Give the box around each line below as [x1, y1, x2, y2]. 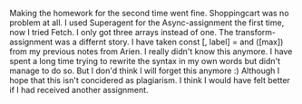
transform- [235, 27, 277, 37]
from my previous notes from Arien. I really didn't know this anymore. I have [9, 46, 293, 57]
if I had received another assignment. [9, 85, 149, 95]
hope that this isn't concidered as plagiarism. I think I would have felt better [9, 75, 290, 85]
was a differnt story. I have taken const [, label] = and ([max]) [54, 36, 284, 47]
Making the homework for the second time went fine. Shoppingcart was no [9, 8, 289, 18]
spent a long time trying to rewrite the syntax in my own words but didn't [9, 56, 281, 66]
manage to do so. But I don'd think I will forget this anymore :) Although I [9, 65, 280, 76]
